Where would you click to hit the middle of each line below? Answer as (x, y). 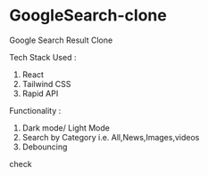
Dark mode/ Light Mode (66, 128)
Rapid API (40, 93)
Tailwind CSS (46, 84)
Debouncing (45, 147)
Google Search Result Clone (61, 40)
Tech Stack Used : (43, 57)
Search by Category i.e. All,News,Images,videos (111, 137)
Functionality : (35, 110)
